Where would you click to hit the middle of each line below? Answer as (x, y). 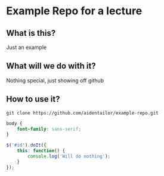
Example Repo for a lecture (74, 11)
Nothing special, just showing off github (55, 80)
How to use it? (33, 99)
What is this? (31, 33)
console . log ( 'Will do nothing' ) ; (69, 156)
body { (14, 123)
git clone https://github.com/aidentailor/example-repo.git (83, 113)
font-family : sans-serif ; (49, 129)
